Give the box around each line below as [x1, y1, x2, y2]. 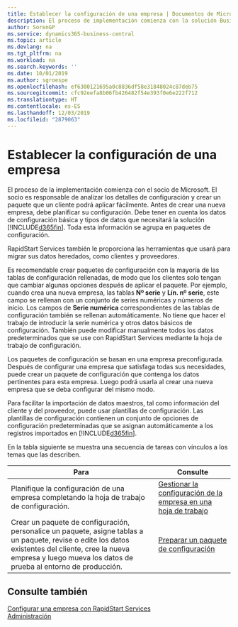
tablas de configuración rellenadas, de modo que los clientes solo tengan [7, 273, 222, 281]
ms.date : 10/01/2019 [7, 70, 69, 77]
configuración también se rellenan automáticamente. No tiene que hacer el [7, 310, 226, 320]
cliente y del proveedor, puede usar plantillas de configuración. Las [7, 406, 204, 415]
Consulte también [7, 585, 88, 597]
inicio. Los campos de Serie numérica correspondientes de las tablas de [7, 303, 220, 312]
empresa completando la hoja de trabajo [11, 492, 145, 502]
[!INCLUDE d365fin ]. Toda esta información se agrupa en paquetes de [7, 223, 211, 231]
